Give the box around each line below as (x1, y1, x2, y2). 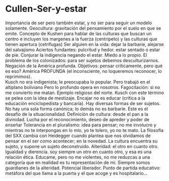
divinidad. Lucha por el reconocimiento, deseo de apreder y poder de (5, 116, 150, 122)
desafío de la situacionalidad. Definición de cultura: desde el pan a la (5, 111, 149, 117)
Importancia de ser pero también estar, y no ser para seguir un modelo (5, 20, 152, 26)
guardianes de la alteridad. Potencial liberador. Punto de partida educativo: (5, 165, 161, 171)
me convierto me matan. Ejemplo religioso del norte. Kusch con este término (5, 89, 164, 96)
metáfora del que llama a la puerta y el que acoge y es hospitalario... (5, 170, 148, 176)
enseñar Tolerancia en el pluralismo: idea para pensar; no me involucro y (5, 122, 156, 128)
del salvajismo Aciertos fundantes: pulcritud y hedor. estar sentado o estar (5, 47, 160, 53)
